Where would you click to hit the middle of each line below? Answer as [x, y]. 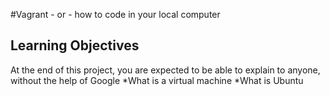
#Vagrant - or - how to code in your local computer [115, 14]
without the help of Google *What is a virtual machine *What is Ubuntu [157, 80]
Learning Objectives [75, 45]
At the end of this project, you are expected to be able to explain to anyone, [165, 70]
